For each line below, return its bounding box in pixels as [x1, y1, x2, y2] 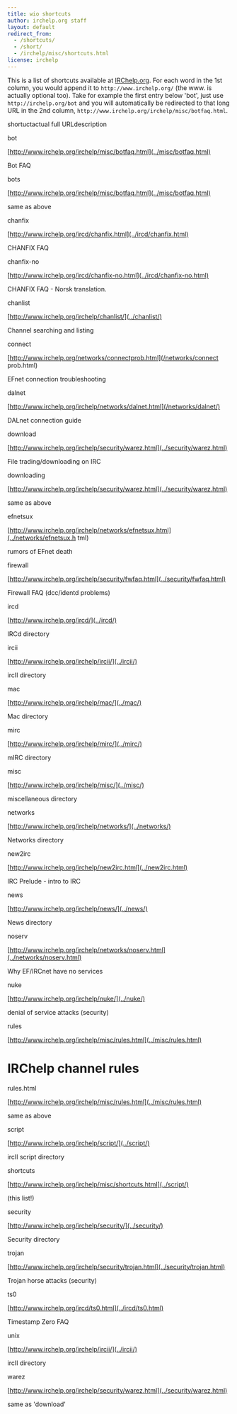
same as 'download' [7, 1400, 66, 1408]
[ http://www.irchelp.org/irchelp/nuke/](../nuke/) [7, 994, 146, 1003]
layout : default [7, 23, 55, 30]
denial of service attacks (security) [7, 1008, 110, 1016]
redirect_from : [7, 30, 52, 38]
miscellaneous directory [7, 794, 78, 803]
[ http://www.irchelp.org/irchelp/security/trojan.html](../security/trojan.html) [7, 1262, 226, 1271]
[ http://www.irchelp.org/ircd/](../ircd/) [7, 616, 117, 624]
